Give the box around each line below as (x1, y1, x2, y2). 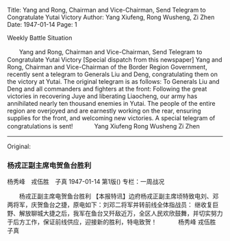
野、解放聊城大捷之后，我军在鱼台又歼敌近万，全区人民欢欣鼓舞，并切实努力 (7, 209, 223, 218)
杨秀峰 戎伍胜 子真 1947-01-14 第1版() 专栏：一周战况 (7, 178, 165, 186)
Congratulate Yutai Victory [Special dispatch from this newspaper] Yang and (7, 56, 222, 64)
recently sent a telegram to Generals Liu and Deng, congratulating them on (7, 70, 218, 78)
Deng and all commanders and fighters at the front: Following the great (7, 85, 207, 93)
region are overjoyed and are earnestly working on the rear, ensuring (7, 106, 201, 115)
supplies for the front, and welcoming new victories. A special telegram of (7, 114, 216, 122)
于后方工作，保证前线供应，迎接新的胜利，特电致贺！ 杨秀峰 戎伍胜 (7, 218, 216, 226)
